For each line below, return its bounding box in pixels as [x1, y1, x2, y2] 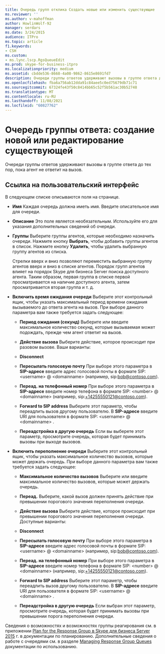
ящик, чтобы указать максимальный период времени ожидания [12, 299, 148, 305]
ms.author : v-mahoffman [5, 16, 54, 21]
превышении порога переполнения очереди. [19, 613, 114, 619]
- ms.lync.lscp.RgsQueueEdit [5, 57, 65, 62]
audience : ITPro [5, 35, 38, 40]
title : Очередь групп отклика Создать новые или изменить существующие [5, 7, 155, 12]
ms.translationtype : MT [5, 89, 54, 94]
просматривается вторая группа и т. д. [12, 284, 94, 290]
